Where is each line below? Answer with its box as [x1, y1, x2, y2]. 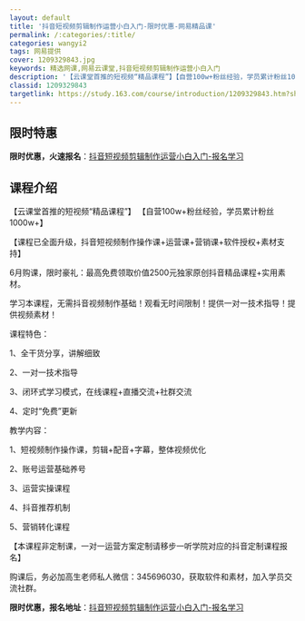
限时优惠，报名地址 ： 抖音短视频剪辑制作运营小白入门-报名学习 [9, 602, 244, 613]
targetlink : [9, 89, 54, 98]
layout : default [9, 13, 71, 23]
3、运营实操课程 [9, 483, 71, 494]
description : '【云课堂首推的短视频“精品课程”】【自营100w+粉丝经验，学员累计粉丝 [9, 73, 288, 82]
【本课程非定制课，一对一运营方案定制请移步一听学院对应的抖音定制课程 [9, 541, 280, 552]
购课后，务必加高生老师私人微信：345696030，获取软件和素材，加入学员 [9, 571, 285, 582]
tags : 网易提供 [9, 47, 62, 56]
